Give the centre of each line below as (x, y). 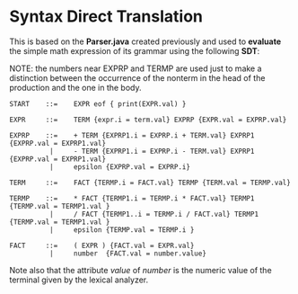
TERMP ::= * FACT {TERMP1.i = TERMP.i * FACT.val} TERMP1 (132, 198)
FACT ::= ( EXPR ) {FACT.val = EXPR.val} (102, 245)
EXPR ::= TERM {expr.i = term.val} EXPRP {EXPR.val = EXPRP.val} (148, 120)
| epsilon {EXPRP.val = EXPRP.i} (120, 167)
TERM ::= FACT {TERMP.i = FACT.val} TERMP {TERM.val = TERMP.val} (150, 183)
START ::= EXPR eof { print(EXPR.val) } (98, 104)
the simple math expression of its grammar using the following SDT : (135, 50)
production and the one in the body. (75, 87)
